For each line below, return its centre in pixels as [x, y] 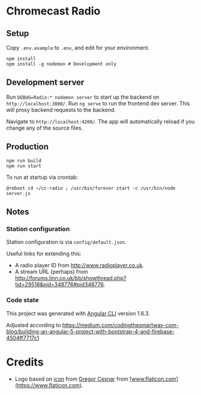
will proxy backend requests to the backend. [61, 110]
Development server [45, 82]
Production [28, 147]
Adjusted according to [34, 325]
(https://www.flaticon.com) [48, 385]
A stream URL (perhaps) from [51, 272]
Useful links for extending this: [44, 253]
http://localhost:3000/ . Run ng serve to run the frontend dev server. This [98, 103]
